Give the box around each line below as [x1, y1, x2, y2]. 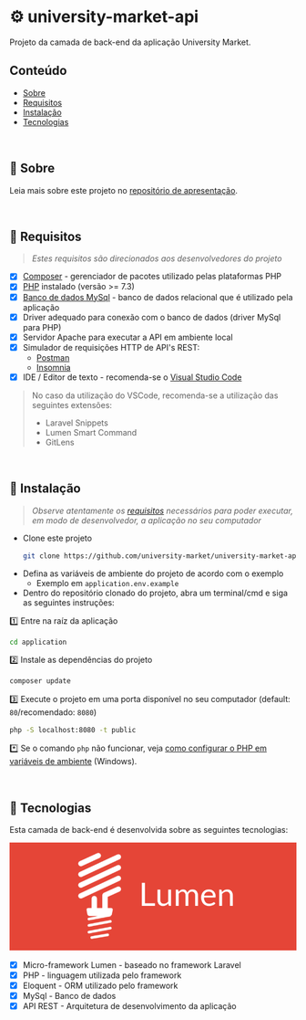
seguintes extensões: [31, 399, 112, 410]
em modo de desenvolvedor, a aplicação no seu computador [31, 514, 262, 526]
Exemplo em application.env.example [36, 577, 179, 588]
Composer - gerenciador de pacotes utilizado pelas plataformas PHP [22, 271, 282, 282]
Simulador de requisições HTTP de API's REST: [22, 342, 200, 352]
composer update [9, 677, 71, 686]
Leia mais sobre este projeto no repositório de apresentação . [9, 184, 239, 195]
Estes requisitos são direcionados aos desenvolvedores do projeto [31, 253, 282, 264]
